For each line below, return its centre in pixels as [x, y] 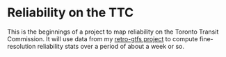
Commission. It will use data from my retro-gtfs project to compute [103, 38]
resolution [22, 46]
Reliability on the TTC [71, 13]
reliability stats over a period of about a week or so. [111, 46]
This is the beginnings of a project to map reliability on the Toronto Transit [113, 32]
